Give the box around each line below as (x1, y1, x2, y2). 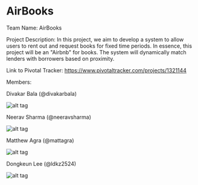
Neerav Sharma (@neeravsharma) (6, 113, 92, 121)
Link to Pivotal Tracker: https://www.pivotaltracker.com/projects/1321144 (6, 66, 187, 74)
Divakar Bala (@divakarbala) (6, 90, 77, 97)
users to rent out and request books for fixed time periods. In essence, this (6, 42, 192, 49)
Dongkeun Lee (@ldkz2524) (6, 160, 77, 167)
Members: (6, 78, 32, 86)
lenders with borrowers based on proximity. (6, 55, 115, 62)
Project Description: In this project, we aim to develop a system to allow (6, 36, 184, 43)
